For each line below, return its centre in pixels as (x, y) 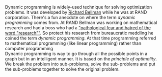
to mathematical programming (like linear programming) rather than (73, 43)
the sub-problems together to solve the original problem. (62, 69)
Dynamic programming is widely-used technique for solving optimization (79, 7)
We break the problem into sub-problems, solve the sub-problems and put (80, 64)
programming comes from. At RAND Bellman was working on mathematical (81, 22)
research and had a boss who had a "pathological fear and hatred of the (78, 28)
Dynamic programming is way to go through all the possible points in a (76, 54)
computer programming (29, 48)
